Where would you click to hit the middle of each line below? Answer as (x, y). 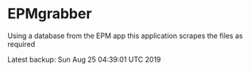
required (21, 44)
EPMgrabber (50, 14)
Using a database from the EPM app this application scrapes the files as (125, 36)
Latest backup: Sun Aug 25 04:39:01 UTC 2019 (84, 59)
